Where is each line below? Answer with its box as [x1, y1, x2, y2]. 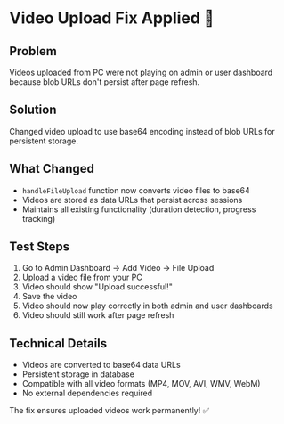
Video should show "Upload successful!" [21, 281, 174, 292]
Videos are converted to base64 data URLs [21, 360, 181, 371]
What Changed [9, 161, 95, 176]
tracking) [21, 213, 56, 224]
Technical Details [9, 336, 108, 351]
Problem [9, 44, 58, 59]
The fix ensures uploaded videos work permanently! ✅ [9, 405, 210, 416]
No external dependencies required [21, 387, 153, 399]
